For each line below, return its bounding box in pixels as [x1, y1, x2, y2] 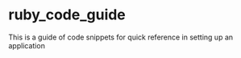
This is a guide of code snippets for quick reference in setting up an [8, 32, 234, 42]
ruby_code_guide [8, 6, 127, 24]
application [8, 40, 46, 50]
